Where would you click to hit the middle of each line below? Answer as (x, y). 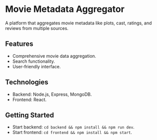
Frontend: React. (29, 99)
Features (19, 44)
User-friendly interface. (36, 66)
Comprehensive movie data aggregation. (54, 56)
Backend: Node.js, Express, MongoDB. (52, 94)
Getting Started (30, 115)
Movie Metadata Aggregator (65, 9)
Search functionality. (34, 61)
